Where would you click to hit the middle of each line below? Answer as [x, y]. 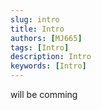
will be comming [44, 94]
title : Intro [37, 29]
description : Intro [51, 57]
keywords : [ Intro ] [48, 66]
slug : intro [35, 19]
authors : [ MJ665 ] [46, 38]
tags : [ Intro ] [40, 47]
